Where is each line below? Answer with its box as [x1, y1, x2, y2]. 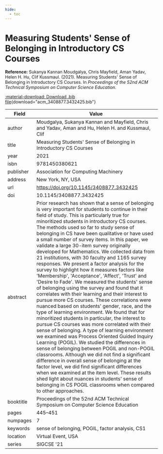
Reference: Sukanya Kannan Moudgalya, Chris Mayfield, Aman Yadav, [5, 69, 146, 75]
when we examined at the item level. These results [36, 369, 151, 376]
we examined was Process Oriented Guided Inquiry [36, 333, 153, 340]
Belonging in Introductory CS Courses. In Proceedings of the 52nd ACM [5, 79, 148, 85]
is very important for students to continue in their [36, 206, 148, 213]
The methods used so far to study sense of [36, 224, 134, 231]
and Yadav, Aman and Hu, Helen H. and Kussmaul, [36, 125, 151, 131]
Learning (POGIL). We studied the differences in [36, 339, 146, 346]
